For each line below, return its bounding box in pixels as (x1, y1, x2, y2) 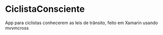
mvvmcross (5, 25, 29, 31)
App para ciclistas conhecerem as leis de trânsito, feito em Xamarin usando (5, 20, 159, 26)
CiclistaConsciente (5, 3, 85, 15)
